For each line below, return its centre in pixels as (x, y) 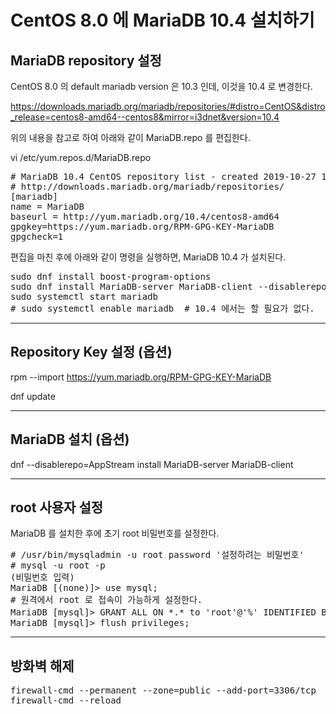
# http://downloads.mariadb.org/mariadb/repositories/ (147, 186)
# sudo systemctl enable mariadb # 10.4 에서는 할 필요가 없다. (162, 308)
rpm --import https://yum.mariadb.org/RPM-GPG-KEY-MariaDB (141, 377)
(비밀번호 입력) (42, 577)
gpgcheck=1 (37, 236)
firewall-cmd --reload (66, 700)
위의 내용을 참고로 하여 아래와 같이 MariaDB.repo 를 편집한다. (130, 137)
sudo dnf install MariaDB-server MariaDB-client (131, 286)
